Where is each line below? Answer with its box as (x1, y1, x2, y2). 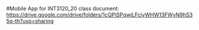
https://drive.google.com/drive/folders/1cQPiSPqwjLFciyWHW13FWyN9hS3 (6, 11, 193, 18)
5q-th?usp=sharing (6, 18, 54, 24)
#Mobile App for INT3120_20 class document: (6, 5, 120, 12)
